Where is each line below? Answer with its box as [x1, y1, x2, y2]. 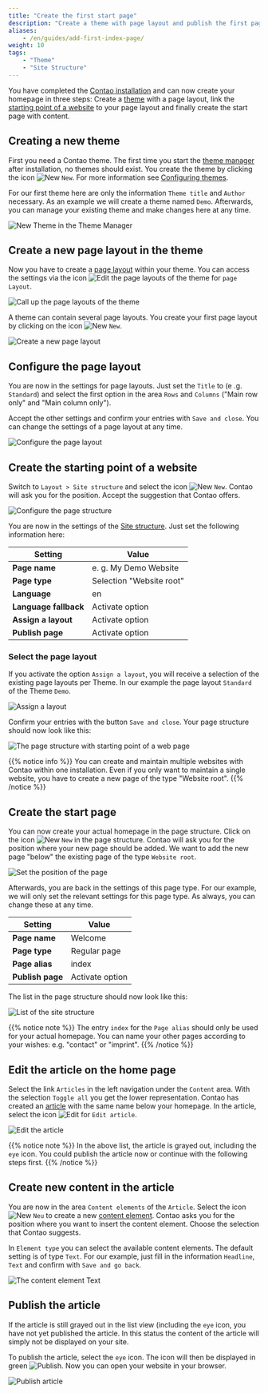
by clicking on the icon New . [8, 321, 122, 331]
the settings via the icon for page [8, 273, 238, 283]
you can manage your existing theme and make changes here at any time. [8, 205, 251, 214]
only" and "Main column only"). [8, 398, 112, 408]
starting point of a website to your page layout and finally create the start [8, 102, 248, 112]
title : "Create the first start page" [8, 11, 137, 20]
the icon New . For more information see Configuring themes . [8, 173, 229, 182]
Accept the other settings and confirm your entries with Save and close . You [8, 413, 259, 424]
